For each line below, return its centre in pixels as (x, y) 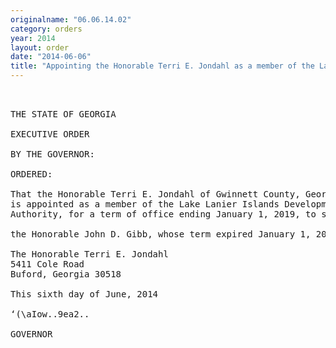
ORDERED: (31, 174)
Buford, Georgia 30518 (66, 274)
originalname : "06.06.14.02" (71, 19)
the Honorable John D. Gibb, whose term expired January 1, (161, 234)
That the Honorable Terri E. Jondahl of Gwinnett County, (155, 194)
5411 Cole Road (47, 264)
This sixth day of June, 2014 (84, 294)
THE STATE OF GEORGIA (63, 114)
